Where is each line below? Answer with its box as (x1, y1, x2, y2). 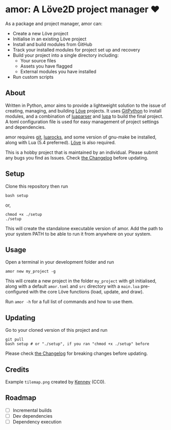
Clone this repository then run (5, 183, 68, 189)
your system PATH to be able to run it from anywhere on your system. (5, 231, 152, 237)
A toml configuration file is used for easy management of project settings (5, 119, 159, 125)
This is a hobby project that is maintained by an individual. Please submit (5, 149, 158, 155)
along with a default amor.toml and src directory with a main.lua (5, 283, 140, 289)
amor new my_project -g (5, 269, 56, 274)
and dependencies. (5, 124, 46, 130)
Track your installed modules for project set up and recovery (12, 47, 140, 53)
